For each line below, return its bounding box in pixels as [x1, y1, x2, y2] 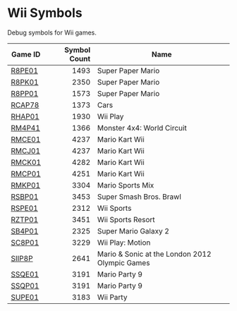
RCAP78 [11, 100, 39, 110]
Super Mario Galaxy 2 [97, 226, 169, 236]
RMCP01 [11, 169, 41, 178]
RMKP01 [11, 180, 41, 190]
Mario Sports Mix [97, 180, 154, 190]
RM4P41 [11, 123, 41, 133]
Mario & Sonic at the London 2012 [97, 249, 212, 259]
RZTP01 [11, 214, 39, 224]
